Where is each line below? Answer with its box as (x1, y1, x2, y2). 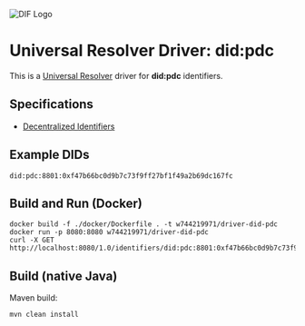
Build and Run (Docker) (9, 195, 143, 211)
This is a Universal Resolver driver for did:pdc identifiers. (9, 70, 223, 81)
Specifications (9, 96, 93, 113)
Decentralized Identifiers (22, 121, 115, 132)
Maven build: (9, 292, 58, 303)
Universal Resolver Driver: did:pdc (9, 41, 275, 61)
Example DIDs (9, 147, 90, 163)
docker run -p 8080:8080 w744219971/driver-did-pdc (9, 228, 209, 237)
